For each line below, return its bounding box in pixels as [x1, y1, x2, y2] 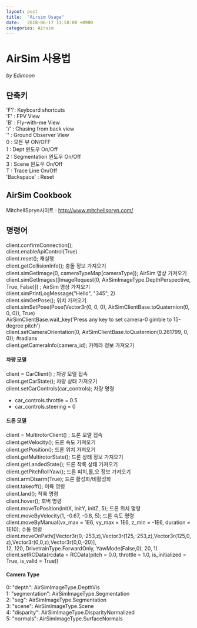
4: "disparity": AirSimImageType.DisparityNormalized [6, 609, 135, 616]
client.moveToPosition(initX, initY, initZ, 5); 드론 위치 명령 [6, 505, 141, 512]
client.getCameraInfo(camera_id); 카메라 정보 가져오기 [6, 342, 135, 349]
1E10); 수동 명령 [6, 526, 42, 533]
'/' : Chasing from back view [6, 125, 75, 132]
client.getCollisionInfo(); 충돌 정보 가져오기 [6, 262, 106, 269]
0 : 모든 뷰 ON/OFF [6, 139, 51, 145]
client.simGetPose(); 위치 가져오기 [6, 296, 87, 303]
